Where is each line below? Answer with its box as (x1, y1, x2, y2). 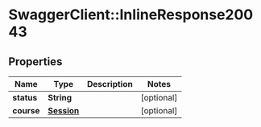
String (48, 92, 72, 103)
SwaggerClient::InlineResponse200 (8, 6, 254, 24)
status (12, 92, 38, 103)
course (12, 105, 40, 116)
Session (48, 105, 80, 116)
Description (87, 79, 133, 89)
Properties (8, 55, 63, 68)
